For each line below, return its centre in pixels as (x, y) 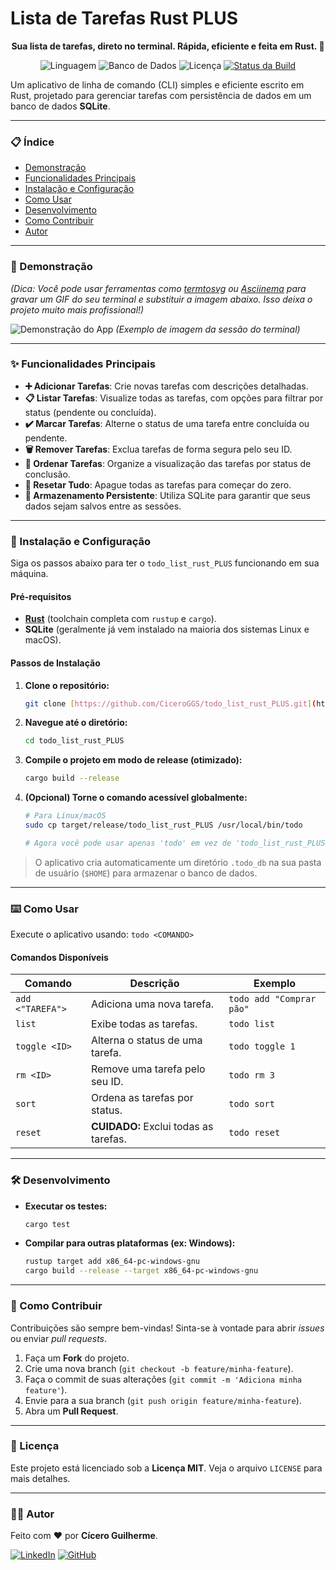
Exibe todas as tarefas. (144, 1024)
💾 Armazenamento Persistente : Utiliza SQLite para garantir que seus (167, 495)
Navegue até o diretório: (76, 723)
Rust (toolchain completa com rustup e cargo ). (120, 619)
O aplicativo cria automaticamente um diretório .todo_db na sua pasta (178, 862)
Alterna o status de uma (146, 1040)
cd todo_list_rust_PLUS (74, 741)
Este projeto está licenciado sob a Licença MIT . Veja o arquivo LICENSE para (166, 1468)
